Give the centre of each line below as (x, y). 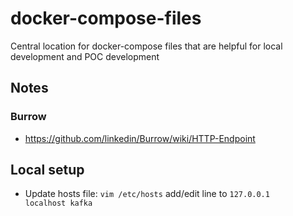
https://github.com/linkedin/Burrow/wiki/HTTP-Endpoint (140, 138)
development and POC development (85, 56)
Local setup (47, 170)
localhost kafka (58, 203)
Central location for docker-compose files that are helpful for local (146, 46)
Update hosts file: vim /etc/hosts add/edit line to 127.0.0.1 (147, 194)
